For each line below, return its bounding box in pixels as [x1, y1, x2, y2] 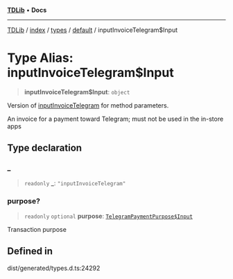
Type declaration [7, 142, 82, 154]
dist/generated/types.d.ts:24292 [7, 264, 101, 272]
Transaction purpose [7, 225, 67, 233]
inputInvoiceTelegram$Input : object [24, 87, 130, 96]
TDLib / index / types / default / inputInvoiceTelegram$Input [7, 26, 178, 34]
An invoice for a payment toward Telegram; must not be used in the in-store [7, 115, 224, 123]
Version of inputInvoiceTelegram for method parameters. [7, 101, 169, 110]
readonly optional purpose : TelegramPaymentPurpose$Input [24, 212, 193, 220]
